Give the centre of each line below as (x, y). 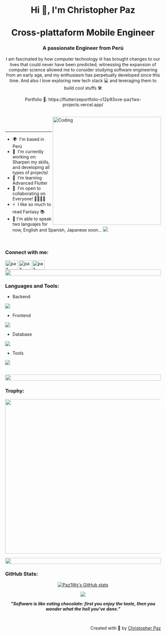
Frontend (21, 316)
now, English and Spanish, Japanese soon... (57, 230)
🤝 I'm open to (26, 188)
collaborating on (29, 193)
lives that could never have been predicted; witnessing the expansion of (83, 64)
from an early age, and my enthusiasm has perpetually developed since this (83, 75)
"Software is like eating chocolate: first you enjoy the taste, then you (83, 603)
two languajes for (30, 224)
